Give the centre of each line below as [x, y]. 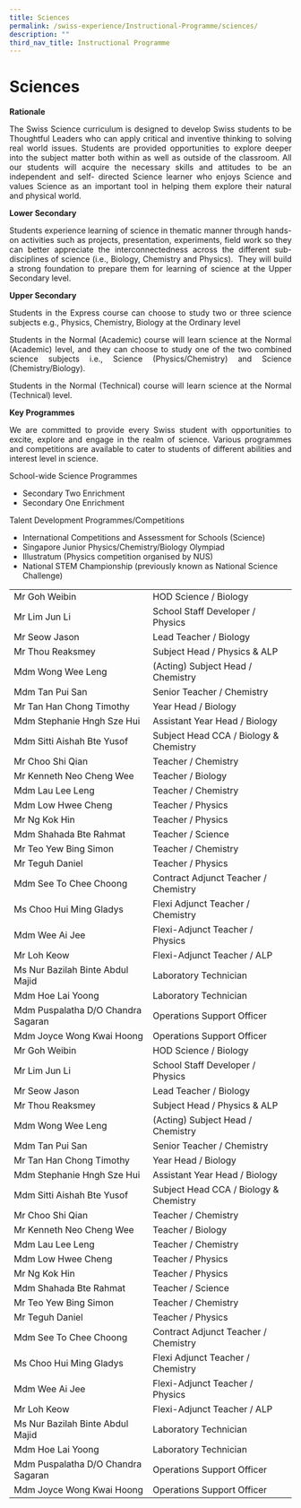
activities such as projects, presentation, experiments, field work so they [156, 240]
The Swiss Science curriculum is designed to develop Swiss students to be [150, 129]
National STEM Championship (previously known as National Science [150, 567]
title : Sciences [39, 17]
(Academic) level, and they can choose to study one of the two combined [150, 350]
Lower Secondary [43, 213]
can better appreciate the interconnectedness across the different [140, 250]
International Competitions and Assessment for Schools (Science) [144, 538]
